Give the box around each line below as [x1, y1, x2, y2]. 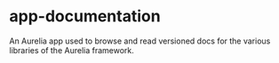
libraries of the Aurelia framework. [9, 44, 135, 55]
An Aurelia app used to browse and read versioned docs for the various [9, 35, 271, 46]
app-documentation [9, 6, 162, 27]
